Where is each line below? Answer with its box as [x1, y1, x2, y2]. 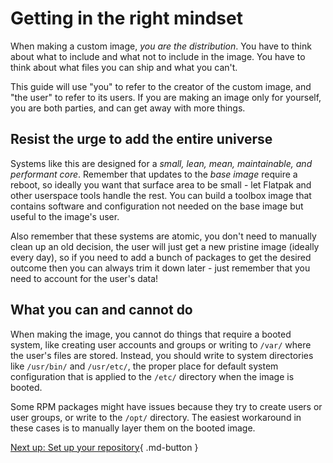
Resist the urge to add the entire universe [10, 131, 273, 148]
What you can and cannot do [10, 302, 193, 319]
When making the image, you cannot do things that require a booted [10, 328, 292, 340]
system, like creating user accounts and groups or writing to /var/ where [10, 338, 312, 351]
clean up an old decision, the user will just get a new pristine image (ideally [10, 240, 320, 252]
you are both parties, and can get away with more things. [10, 102, 246, 114]
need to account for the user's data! [10, 272, 159, 284]
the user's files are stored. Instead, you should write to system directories [10, 349, 314, 361]
